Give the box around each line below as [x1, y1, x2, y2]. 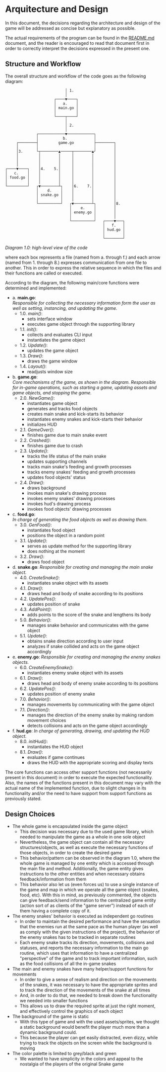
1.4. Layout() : [19, 363, 47, 369]
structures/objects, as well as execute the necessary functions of [19, 844, 154, 850]
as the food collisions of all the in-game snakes [19, 961, 116, 967]
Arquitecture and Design [5, 3, 109, 15]
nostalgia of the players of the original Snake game [19, 1061, 124, 1067]
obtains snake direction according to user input [27, 638, 124, 644]
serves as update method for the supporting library [27, 543, 132, 549]
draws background [27, 485, 66, 491]
